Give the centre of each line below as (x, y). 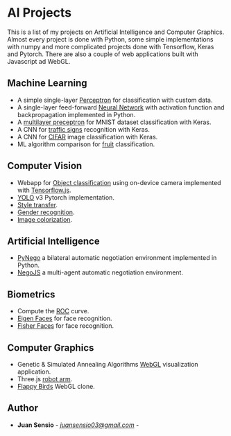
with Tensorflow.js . (44, 190)
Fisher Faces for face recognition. (66, 326)
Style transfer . (37, 204)
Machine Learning (48, 84)
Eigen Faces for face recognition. (65, 319)
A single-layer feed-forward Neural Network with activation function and (121, 107)
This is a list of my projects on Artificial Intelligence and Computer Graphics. (116, 32)
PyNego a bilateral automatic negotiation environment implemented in (117, 258)
